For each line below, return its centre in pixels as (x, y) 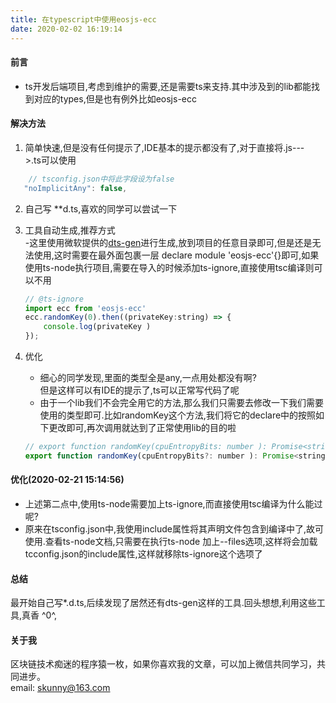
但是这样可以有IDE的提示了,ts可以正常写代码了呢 (139, 390)
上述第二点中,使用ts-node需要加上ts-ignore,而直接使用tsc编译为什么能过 (173, 503)
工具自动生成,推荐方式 (70, 230)
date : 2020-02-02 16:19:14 (66, 29)
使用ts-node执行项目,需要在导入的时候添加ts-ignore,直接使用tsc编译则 (169, 267)
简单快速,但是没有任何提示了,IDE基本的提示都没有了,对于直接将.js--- (164, 147)
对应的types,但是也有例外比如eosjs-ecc (115, 98)
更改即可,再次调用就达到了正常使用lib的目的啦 (142, 428)
